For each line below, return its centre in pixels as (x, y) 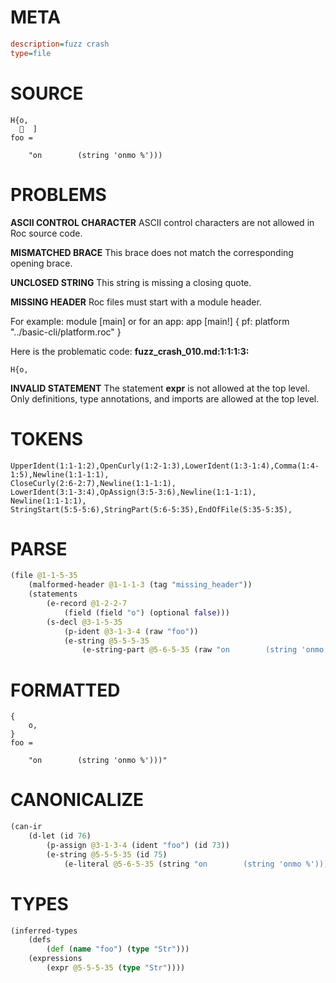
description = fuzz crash (60, 44)
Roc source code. (46, 233)
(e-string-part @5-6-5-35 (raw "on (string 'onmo (203, 650)
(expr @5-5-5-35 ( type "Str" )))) (116, 968)
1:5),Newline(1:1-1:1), (60, 474)
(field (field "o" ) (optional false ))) (146, 612)
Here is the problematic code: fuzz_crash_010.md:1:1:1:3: (130, 351)
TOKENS (47, 438)
